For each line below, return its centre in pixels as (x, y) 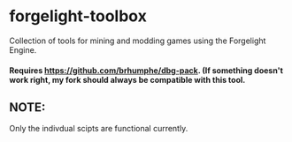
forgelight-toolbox (78, 16)
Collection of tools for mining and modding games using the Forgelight (138, 41)
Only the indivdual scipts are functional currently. (99, 129)
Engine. (23, 49)
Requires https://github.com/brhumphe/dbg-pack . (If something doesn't (146, 70)
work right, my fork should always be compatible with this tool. (127, 79)
